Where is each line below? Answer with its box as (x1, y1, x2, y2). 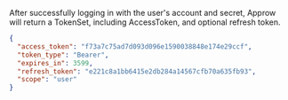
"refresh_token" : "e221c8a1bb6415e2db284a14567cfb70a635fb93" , (17, 66, 256, 76)
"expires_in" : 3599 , (17, 58, 93, 67)
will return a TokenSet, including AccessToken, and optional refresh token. (9, 17, 282, 27)
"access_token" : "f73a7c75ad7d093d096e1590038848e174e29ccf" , (17, 42, 252, 51)
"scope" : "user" (17, 75, 77, 84)
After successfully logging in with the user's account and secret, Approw (9, 8, 276, 18)
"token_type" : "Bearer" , (17, 50, 109, 59)
